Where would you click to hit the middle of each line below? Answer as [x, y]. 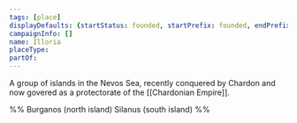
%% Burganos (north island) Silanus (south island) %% [110, 109]
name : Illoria [35, 42]
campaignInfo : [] [41, 33]
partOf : [23, 58]
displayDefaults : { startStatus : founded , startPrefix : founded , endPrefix [150, 25]
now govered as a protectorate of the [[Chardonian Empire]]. [119, 92]
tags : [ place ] [35, 17]
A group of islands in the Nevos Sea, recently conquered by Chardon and [142, 83]
